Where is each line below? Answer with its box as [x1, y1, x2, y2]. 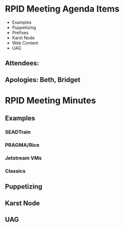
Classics [5, 167, 26, 174]
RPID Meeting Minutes [5, 95, 96, 106]
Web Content [12, 40, 39, 45]
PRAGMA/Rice [5, 142, 40, 149]
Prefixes [12, 30, 29, 35]
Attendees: [5, 59, 40, 67]
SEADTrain [5, 129, 31, 136]
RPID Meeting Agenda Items [5, 3, 120, 15]
